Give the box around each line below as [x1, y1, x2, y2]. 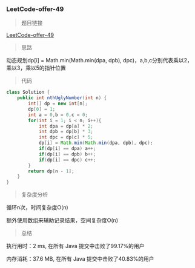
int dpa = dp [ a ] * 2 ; [38, 123, 94, 129]
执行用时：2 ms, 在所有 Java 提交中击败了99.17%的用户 [6, 243, 145, 250]
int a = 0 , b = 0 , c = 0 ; [28, 111, 88, 118]
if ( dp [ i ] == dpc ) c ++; [38, 157, 96, 163]
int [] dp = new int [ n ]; [28, 100, 88, 107]
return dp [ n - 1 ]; [28, 168, 74, 174]
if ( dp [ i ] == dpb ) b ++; [38, 151, 96, 157]
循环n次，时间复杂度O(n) [6, 204, 68, 211]
